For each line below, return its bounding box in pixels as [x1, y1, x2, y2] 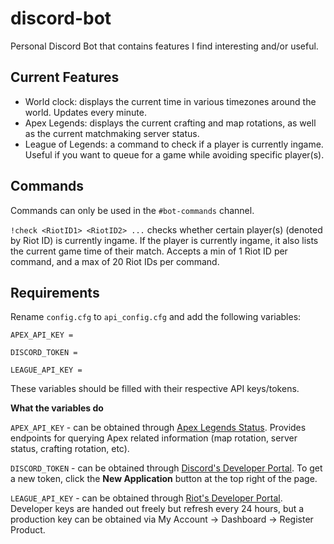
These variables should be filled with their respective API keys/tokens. [10, 383, 300, 395]
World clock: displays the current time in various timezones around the [24, 95, 317, 107]
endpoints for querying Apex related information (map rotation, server [10, 432, 298, 444]
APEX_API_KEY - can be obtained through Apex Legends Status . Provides [10, 422, 307, 434]
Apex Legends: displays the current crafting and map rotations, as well [24, 117, 317, 129]
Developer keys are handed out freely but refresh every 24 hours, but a [10, 503, 305, 515]
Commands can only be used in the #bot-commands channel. [10, 204, 255, 216]
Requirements [10, 284, 100, 301]
